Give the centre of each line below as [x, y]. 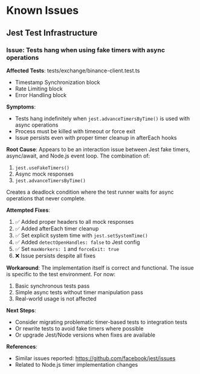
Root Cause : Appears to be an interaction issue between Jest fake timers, [98, 149]
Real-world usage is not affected [56, 299]
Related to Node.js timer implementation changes [76, 364]
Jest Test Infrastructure [52, 33]
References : [22, 346]
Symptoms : [21, 107]
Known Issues [43, 11]
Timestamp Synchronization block [58, 82]
